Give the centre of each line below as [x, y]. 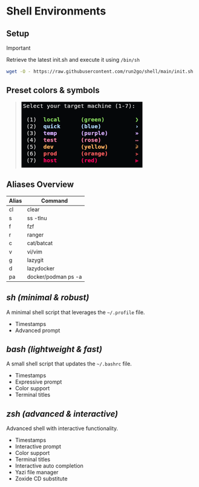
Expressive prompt [38, 382]
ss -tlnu [37, 218]
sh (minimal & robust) [48, 298]
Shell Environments [56, 11]
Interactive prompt [38, 446]
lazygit [35, 260]
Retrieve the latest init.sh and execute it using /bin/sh [73, 60]
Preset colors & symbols [53, 90]
